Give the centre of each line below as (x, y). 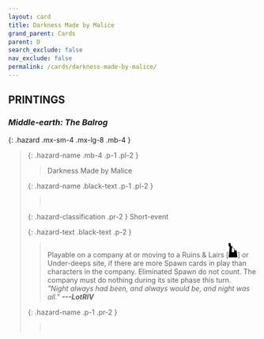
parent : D (25, 42)
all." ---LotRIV (71, 296)
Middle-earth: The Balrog (58, 123)
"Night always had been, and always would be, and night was (149, 288)
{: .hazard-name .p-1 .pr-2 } (72, 312)
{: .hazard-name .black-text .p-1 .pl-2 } (91, 185)
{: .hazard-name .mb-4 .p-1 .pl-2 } (83, 155)
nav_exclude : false (40, 59)
